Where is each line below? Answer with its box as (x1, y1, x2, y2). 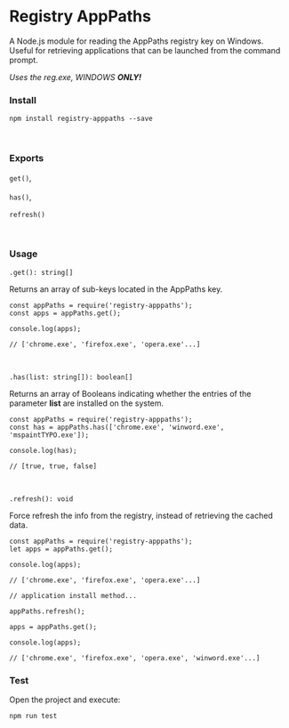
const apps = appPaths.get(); (9, 309, 122, 318)
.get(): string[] (9, 268, 74, 277)
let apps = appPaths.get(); (9, 545, 114, 554)
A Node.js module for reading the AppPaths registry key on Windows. (9, 36, 264, 46)
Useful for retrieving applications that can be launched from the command (9, 44, 281, 55)
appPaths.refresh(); (9, 607, 86, 616)
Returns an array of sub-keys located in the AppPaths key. (9, 283, 223, 295)
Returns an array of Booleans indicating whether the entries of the (9, 388, 252, 399)
